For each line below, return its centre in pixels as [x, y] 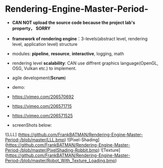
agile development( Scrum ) [39, 78]
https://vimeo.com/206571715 [42, 106]
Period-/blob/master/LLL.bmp [35, 140]
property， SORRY [31, 28]
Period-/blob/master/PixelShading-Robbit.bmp [52, 150]
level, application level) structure [45, 44]
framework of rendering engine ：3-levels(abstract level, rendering [80, 39]
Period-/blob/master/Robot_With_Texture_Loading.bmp [60, 160]
